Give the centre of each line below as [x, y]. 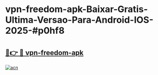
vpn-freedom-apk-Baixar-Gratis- [77, 9]
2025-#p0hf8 [35, 31]
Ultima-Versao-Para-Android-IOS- [80, 20]
